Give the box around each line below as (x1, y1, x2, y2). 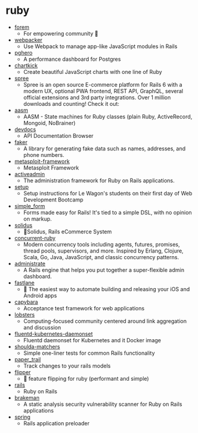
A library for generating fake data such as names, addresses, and (23, 145, 186, 152)
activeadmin (14, 170, 45, 177)
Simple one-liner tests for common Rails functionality (23, 349, 155, 357)
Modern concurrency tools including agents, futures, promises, (23, 241, 180, 248)
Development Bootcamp (23, 196, 84, 203)
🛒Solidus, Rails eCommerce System (23, 228, 112, 235)
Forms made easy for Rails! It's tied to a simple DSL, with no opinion (23, 209, 192, 216)
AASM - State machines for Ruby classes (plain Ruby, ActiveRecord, (23, 112, 193, 120)
